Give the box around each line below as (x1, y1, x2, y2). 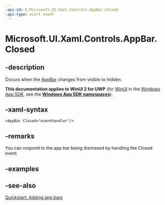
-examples (5, 164, 39, 173)
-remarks (5, 132, 35, 140)
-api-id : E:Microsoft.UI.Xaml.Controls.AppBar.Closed (5, 7, 119, 12)
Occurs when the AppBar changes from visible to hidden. (5, 76, 122, 82)
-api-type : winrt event (5, 12, 55, 17)
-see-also (5, 181, 36, 190)
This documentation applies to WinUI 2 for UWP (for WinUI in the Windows (5, 86, 160, 92)
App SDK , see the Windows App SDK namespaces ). (5, 91, 113, 97)
